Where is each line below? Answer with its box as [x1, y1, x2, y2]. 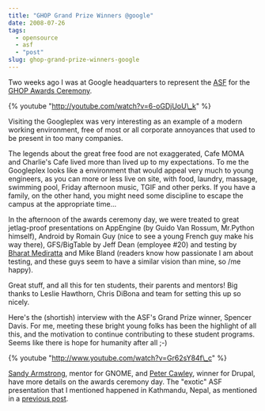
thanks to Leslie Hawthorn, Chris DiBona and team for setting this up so [8, 288, 241, 298]
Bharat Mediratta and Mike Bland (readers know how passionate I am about [8, 248, 254, 257]
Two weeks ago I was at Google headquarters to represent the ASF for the [8, 77, 251, 87]
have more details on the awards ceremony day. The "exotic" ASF [8, 377, 223, 386]
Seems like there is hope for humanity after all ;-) [8, 337, 168, 347]
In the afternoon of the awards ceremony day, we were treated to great [8, 215, 240, 224]
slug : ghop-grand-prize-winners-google [8, 56, 140, 64]
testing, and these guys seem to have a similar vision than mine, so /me [8, 257, 241, 266]
